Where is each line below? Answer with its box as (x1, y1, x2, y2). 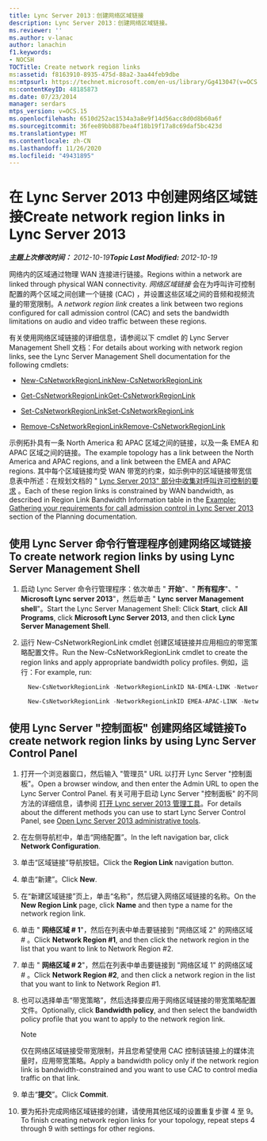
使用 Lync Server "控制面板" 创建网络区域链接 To (9, 722, 247, 735)
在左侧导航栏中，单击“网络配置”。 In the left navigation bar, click (20, 832, 229, 841)
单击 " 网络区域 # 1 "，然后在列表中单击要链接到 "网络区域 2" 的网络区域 (20, 925, 253, 934)
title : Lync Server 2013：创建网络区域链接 (9, 11, 144, 20)
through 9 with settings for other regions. (20, 1124, 155, 1133)
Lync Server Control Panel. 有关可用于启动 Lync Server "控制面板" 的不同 (20, 788, 258, 798)
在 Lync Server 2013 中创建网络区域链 (9, 188, 258, 206)
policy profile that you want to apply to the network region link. (20, 1014, 225, 1024)
